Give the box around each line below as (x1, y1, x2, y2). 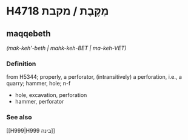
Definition (6, 59, 36, 68)
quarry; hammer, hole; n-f (6, 80, 71, 87)
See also (6, 113, 32, 122)
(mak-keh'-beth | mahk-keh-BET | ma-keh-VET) (6, 44, 127, 52)
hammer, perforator (15, 98, 64, 105)
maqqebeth (6, 28, 51, 39)
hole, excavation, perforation (15, 92, 87, 99)
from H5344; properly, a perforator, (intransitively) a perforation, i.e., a (6, 73, 182, 81)
